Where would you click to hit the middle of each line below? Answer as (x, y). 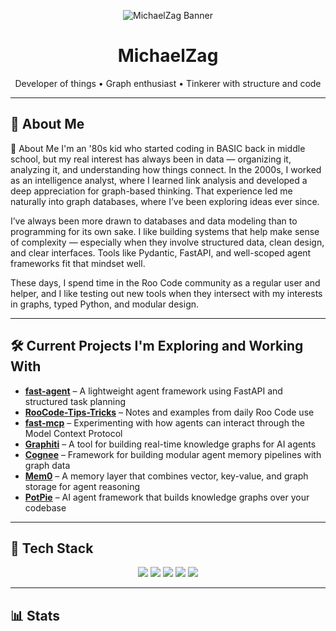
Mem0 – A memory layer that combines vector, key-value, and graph (166, 476)
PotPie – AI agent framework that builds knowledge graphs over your (167, 497)
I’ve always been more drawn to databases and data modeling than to (154, 221)
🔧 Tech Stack (52, 548)
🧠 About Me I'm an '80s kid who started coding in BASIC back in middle (158, 148)
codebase (45, 507)
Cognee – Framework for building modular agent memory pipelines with (173, 454)
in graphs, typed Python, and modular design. (105, 304)
